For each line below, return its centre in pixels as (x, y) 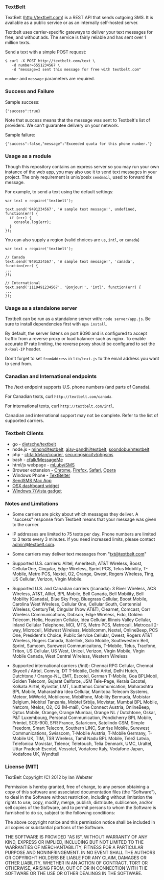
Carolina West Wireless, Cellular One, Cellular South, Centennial (76, 604)
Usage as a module (28, 156)
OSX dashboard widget (36, 486)
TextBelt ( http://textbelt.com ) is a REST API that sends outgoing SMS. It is (79, 18)
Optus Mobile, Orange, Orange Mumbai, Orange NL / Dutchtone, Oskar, (84, 713)
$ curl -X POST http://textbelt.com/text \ (50, 61)
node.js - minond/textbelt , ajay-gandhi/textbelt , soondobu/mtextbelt (81, 449)
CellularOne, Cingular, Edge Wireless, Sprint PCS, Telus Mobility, (77, 569)
